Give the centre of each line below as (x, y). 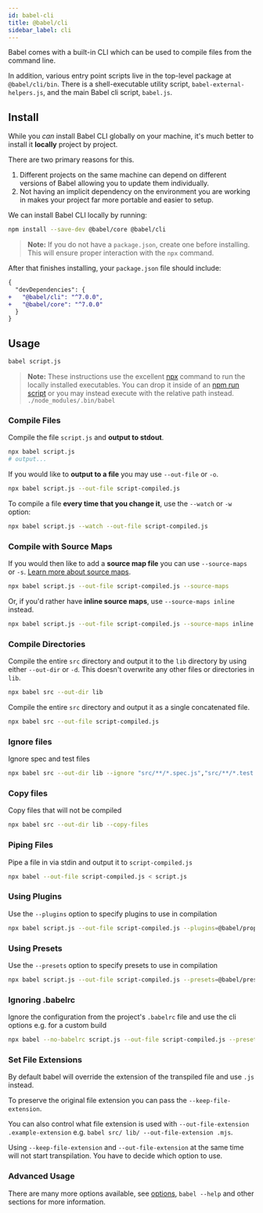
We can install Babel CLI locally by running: (77, 215)
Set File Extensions (45, 1059)
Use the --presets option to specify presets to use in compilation (113, 965)
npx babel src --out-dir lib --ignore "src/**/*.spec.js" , (106, 773)
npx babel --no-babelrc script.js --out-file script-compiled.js (117, 1040)
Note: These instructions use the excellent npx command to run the (136, 376)
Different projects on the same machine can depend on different (123, 175)
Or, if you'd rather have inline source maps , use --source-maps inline (121, 601)
